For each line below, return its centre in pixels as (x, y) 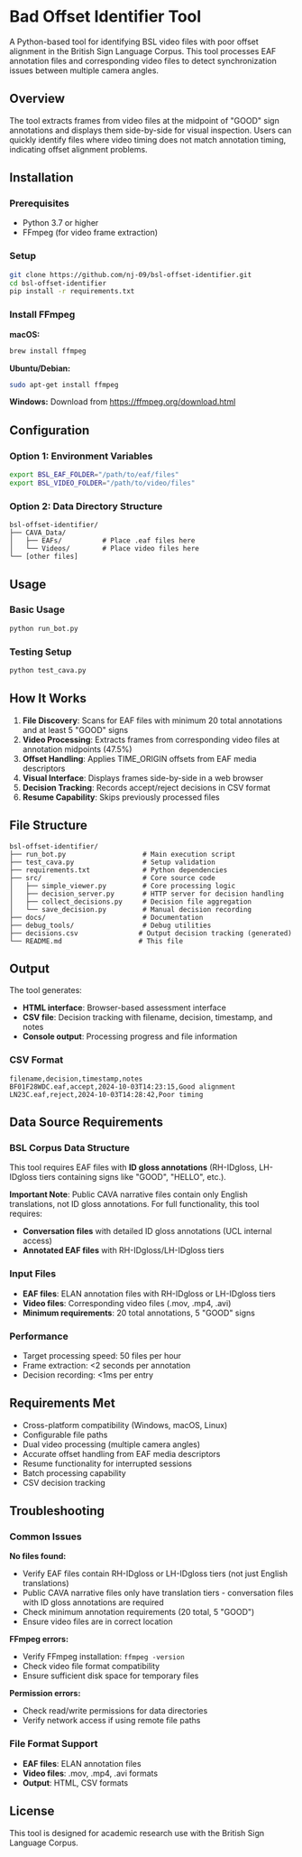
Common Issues (46, 1537)
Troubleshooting (57, 1511)
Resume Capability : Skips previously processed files (121, 797)
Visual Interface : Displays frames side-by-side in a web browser (143, 777)
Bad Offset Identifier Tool (105, 17)
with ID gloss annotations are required (93, 1602)
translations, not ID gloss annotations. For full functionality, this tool (134, 1204)
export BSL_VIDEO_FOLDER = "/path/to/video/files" (102, 483)
